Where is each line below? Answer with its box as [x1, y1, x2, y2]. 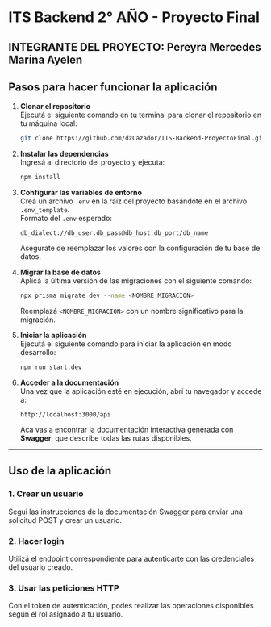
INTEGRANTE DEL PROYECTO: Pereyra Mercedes [8, 40, 261, 54]
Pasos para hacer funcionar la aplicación [8, 80, 218, 94]
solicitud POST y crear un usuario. [8, 515, 123, 525]
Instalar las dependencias [19, 149, 109, 159]
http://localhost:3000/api [19, 410, 111, 419]
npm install [19, 173, 60, 182]
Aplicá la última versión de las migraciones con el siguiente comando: [19, 276, 252, 286]
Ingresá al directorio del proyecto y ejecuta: [19, 157, 165, 167]
